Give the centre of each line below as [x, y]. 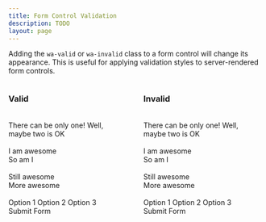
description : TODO [39, 23]
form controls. [32, 71]
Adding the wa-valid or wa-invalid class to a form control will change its [128, 54]
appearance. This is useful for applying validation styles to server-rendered [134, 62]
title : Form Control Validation [62, 16]
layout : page [30, 31]
